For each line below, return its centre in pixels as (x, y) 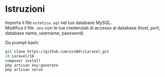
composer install (23, 61)
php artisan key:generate (32, 65)
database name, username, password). (45, 33)
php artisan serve (24, 70)
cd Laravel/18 (20, 56)
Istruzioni (25, 9)
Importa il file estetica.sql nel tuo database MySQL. (59, 23)
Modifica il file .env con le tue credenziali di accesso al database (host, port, (83, 27)
